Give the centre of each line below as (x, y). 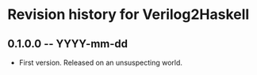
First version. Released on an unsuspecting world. (101, 62)
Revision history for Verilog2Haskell (128, 15)
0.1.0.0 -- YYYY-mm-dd (68, 44)
